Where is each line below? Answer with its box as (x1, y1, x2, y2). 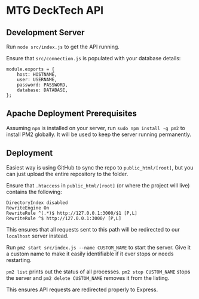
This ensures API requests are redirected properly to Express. (6, 286, 158, 293)
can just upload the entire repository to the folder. (6, 170, 128, 177)
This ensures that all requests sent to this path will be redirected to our (6, 226, 180, 233)
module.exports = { (6, 66, 55, 72)
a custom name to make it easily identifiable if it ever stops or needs (6, 250, 174, 257)
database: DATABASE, (17, 87, 68, 93)
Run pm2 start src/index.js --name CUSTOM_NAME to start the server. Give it (6, 243, 191, 251)
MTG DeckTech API (6, 4, 104, 17)
